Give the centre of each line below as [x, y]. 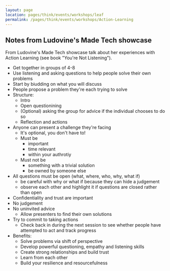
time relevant [42, 149]
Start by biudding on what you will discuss [57, 84]
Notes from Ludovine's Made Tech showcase [79, 40]
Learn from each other [44, 258]
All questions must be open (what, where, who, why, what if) [76, 176]
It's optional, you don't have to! [53, 133]
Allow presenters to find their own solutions [66, 214]
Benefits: [22, 236]
